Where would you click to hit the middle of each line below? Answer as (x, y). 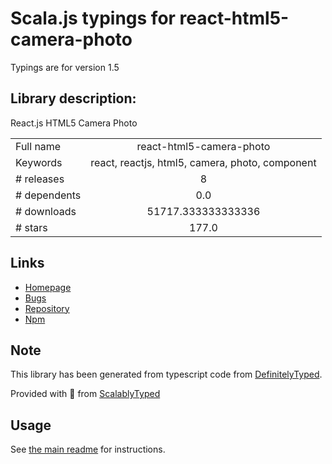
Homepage (48, 287)
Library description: (73, 98)
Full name (38, 146)
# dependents (48, 195)
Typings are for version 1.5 (65, 67)
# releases (40, 179)
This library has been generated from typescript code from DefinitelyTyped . (166, 374)
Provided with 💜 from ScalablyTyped (85, 394)
